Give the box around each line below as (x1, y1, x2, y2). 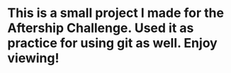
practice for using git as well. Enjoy (7, 35, 218, 51)
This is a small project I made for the (7, 5, 225, 21)
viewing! (7, 50, 60, 67)
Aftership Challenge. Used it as (7, 20, 194, 36)
